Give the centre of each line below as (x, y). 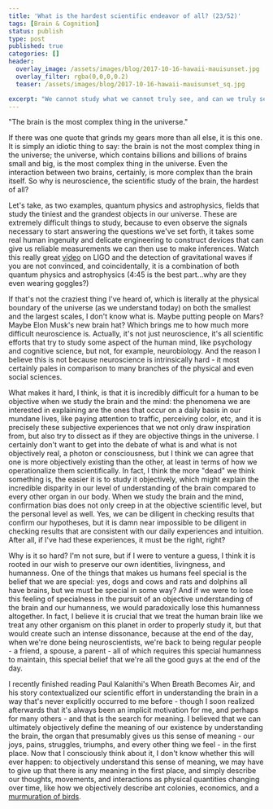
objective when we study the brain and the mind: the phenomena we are (130, 402)
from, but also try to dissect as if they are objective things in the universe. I (133, 436)
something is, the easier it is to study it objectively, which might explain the (134, 479)
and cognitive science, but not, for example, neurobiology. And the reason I (134, 351)
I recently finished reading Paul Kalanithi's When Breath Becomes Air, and (132, 684)
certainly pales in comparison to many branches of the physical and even (131, 368)
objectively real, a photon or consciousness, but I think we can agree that (131, 454)
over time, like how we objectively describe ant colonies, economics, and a (134, 788)
